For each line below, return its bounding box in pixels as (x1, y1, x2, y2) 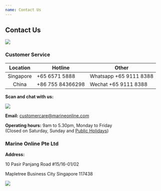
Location (9, 64, 31, 71)
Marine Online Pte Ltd (5, 140, 59, 147)
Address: (5, 151, 25, 157)
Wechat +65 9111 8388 (89, 80, 147, 87)
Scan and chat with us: (5, 93, 54, 99)
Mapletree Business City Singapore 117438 (5, 171, 93, 177)
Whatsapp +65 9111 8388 (89, 72, 154, 79)
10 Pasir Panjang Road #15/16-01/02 (5, 161, 79, 167)
